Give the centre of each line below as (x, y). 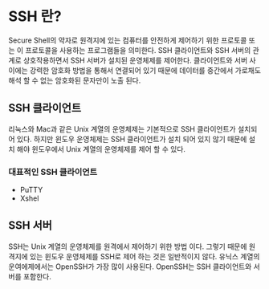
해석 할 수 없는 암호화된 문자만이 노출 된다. (75, 80)
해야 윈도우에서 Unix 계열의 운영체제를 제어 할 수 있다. (101, 149)
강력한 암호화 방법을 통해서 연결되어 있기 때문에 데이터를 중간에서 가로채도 (145, 70)
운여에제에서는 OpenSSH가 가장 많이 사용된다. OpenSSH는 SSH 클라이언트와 (130, 267)
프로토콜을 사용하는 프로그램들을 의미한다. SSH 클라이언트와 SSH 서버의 (138, 50)
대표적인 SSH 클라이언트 (53, 172)
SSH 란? (35, 16)
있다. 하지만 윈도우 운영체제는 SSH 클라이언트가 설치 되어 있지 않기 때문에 (132, 139)
